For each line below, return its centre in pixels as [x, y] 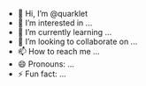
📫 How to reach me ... [58, 51]
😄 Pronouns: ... [46, 64]
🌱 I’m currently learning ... [65, 32]
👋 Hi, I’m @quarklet [53, 14]
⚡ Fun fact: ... [42, 74]
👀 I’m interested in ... [55, 23]
